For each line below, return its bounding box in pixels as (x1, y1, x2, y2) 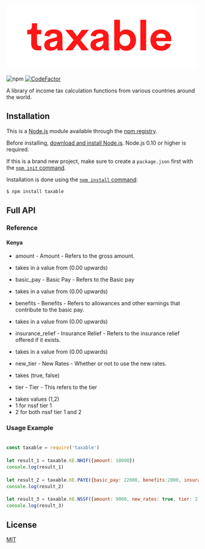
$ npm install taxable (6, 188, 64, 194)
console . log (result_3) (6, 503, 64, 509)
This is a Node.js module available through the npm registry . (6, 127, 157, 134)
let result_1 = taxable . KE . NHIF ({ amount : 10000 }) (6, 457, 135, 464)
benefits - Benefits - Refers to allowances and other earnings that (15, 300, 181, 307)
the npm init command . (6, 164, 66, 171)
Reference (6, 224, 38, 232)
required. (6, 145, 29, 153)
